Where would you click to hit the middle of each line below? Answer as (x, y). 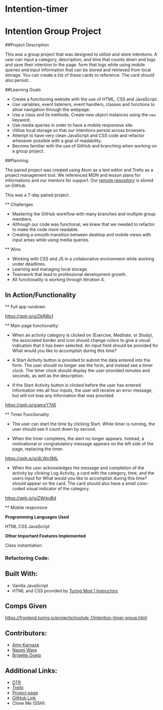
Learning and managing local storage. (50, 269)
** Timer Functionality (27, 414)
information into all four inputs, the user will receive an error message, (82, 390)
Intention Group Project (53, 31)
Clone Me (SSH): (29, 703)
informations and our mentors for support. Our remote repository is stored (79, 180)
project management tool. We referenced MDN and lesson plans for (73, 175)
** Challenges (19, 205)
